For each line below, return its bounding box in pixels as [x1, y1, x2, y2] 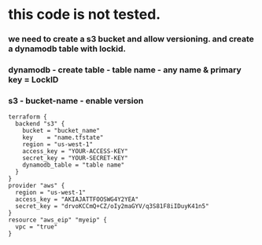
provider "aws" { [8, 182, 65, 190]
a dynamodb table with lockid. [8, 43, 127, 54]
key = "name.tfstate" [22, 133, 104, 142]
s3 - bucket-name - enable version [8, 95, 144, 106]
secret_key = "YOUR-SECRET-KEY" [22, 155, 128, 163]
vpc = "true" [15, 223, 58, 231]
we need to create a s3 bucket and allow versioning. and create [8, 34, 254, 45]
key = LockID [8, 75, 59, 86]
